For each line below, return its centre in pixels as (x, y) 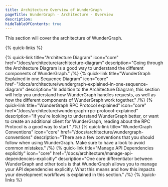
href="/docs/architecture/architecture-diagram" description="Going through (84, 63)
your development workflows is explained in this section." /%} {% (73, 175)
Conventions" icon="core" (32, 132)
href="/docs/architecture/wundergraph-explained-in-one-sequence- (76, 84)
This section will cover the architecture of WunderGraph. (64, 38)
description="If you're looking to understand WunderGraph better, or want (82, 116)
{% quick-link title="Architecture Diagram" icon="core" (62, 58)
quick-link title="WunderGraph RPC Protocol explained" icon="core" (76, 105)
